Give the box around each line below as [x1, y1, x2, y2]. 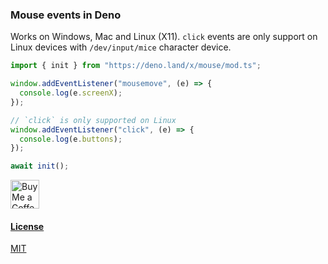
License [10, 220, 45, 232]
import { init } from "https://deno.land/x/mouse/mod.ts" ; [10, 61, 262, 71]
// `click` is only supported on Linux [10, 115, 177, 125]
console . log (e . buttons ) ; [19, 134, 123, 144]
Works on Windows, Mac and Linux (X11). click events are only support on [10, 31, 318, 43]
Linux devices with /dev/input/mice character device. [10, 41, 232, 53]
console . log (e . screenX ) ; [19, 88, 123, 98]
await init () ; [10, 161, 70, 172]
